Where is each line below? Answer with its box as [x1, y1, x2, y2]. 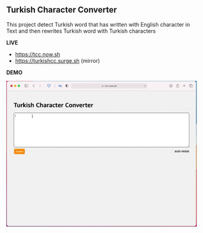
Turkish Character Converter [6, 5, 117, 15]
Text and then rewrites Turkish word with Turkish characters [6, 27, 156, 34]
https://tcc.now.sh [14, 51, 60, 58]
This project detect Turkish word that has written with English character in [6, 21, 190, 28]
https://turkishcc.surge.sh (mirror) [14, 57, 100, 64]
